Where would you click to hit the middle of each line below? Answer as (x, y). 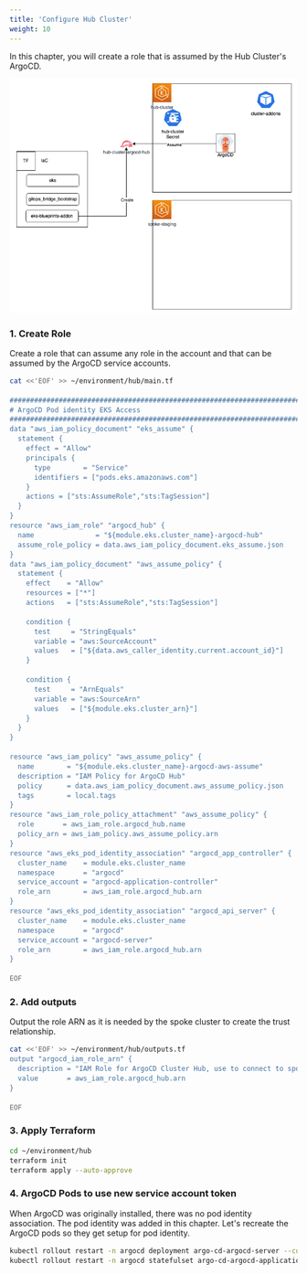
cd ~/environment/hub (51, 1151)
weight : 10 (30, 29)
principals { (51, 458)
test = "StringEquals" (85, 632)
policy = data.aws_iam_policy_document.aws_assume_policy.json (151, 786)
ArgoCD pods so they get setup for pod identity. (100, 1233)
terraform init (38, 1161)
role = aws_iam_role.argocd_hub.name (101, 824)
